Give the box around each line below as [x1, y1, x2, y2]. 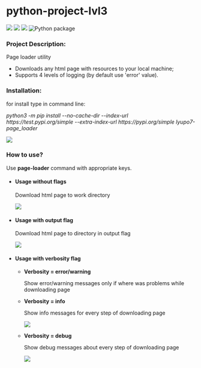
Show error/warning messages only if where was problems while [23, 280, 185, 287]
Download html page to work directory [14, 192, 110, 199]
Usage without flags [14, 178, 67, 186]
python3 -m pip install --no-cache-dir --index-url [6, 112, 128, 119]
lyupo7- [176, 118, 196, 125]
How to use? [6, 151, 43, 159]
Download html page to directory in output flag [14, 230, 131, 237]
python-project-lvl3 [6, 4, 108, 18]
